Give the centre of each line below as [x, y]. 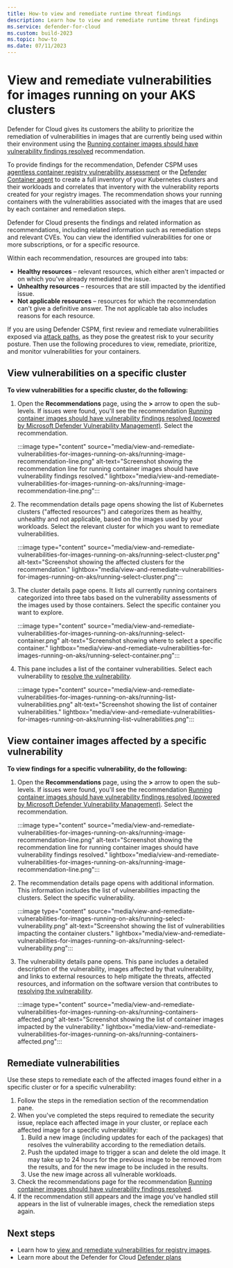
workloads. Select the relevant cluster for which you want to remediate [118, 526]
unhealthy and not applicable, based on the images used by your [110, 519]
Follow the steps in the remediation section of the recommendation [113, 1101]
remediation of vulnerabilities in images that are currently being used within [115, 136]
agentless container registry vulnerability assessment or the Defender [107, 172]
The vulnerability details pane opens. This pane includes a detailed [113, 961]
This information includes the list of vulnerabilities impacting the [109, 890]
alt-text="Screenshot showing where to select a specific [142, 641]
